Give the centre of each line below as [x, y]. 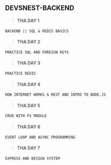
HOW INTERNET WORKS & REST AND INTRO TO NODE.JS [55, 95]
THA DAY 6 [29, 127]
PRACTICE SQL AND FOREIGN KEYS [37, 52]
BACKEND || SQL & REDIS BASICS [37, 31]
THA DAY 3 [29, 63]
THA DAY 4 [29, 84]
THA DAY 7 [28, 148]
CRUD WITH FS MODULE [26, 116]
